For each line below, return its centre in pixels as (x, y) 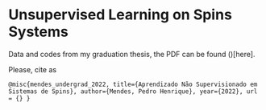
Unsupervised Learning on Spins (120, 15)
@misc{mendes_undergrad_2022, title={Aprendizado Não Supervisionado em (133, 84)
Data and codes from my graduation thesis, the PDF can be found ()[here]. (132, 54)
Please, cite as (33, 69)
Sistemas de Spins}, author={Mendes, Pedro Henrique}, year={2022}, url (133, 91)
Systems (38, 32)
